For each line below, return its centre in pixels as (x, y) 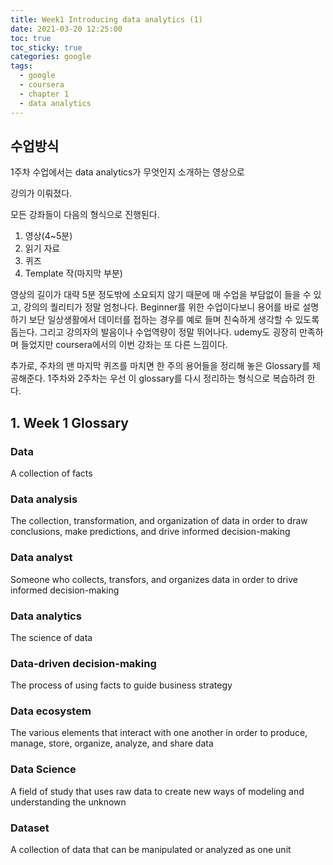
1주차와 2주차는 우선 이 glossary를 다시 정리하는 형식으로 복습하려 (176, 378)
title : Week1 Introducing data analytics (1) (106, 19)
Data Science (43, 769)
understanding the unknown (68, 802)
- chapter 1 (44, 94)
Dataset (30, 828)
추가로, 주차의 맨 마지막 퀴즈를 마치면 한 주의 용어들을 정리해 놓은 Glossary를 (160, 366)
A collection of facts (51, 473)
